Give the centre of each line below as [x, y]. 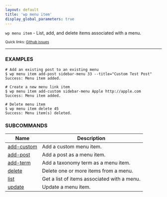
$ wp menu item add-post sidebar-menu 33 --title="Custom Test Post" [79, 74]
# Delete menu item [25, 104]
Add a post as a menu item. [74, 154]
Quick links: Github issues [27, 42]
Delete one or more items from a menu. [87, 171]
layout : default [22, 10]
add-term [19, 163]
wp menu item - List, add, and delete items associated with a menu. [73, 33]
